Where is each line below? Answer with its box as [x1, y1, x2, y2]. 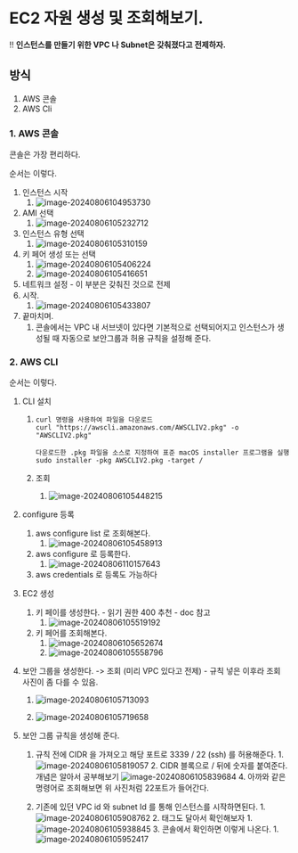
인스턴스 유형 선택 [21, 228, 85, 239]
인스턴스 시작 [21, 187, 68, 198]
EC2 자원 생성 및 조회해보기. [9, 8, 204, 29]
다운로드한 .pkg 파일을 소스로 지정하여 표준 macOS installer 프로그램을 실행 [35, 448, 290, 457]
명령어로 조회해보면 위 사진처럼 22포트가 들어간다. [35, 783, 209, 793]
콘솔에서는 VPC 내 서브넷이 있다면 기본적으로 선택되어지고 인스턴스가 [35, 322, 276, 332]
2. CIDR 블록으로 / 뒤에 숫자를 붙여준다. [150, 760, 288, 771]
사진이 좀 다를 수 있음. [21, 677, 99, 687]
